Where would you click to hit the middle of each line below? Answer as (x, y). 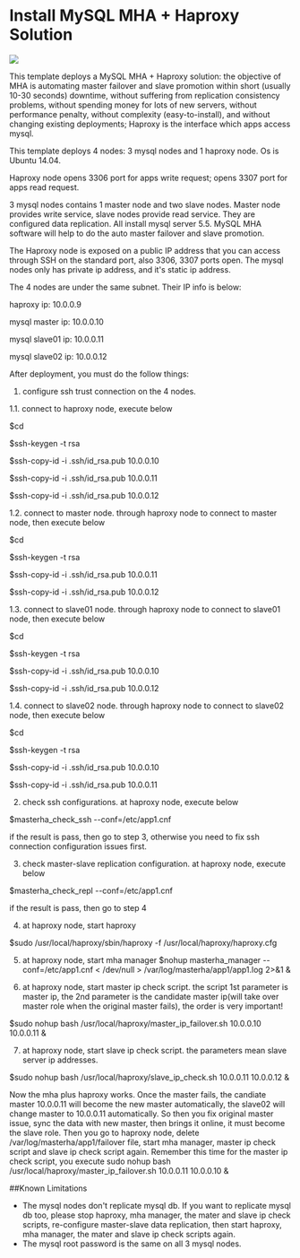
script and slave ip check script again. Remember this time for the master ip (149, 1151)
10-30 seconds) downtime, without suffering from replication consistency (145, 95)
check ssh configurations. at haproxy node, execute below (130, 802)
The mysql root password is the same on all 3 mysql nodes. (132, 1244)
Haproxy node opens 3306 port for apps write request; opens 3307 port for (149, 178)
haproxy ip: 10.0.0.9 (46, 304)
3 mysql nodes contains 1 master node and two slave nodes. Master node (145, 204)
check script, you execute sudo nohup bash (90, 1161)
